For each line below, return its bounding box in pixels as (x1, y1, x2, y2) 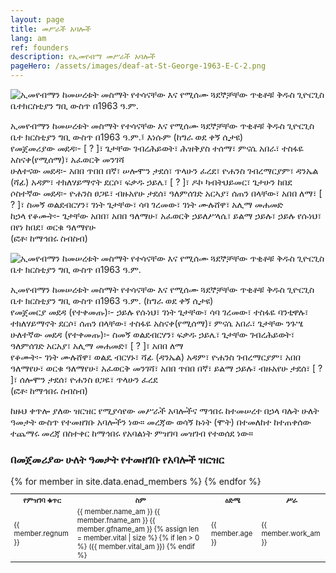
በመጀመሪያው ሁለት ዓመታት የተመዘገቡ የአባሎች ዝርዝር (10, 452, 225, 466)
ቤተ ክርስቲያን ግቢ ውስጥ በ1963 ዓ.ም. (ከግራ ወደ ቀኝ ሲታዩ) (10, 295, 214, 306)
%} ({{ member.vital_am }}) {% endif (76, 542, 196, 552)
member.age (210, 529, 253, 539)
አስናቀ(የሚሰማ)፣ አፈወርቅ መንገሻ (10, 154, 125, 165)
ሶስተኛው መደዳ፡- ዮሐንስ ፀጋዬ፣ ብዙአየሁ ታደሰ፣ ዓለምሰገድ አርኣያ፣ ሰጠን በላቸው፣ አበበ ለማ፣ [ (10, 187, 323, 199)
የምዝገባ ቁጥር (23, 496, 62, 506)
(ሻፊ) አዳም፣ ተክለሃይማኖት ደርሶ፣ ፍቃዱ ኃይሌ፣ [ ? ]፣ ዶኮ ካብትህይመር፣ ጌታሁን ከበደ (10, 176, 293, 188)
